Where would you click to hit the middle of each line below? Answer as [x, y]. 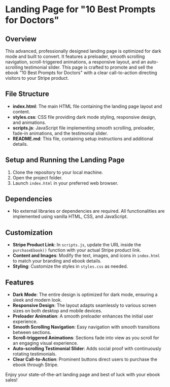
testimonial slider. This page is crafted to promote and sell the [89, 67]
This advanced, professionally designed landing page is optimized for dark [83, 51]
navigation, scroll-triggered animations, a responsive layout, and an [76, 62]
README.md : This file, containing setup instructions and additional [83, 139]
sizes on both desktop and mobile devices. [57, 311]
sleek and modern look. [37, 300]
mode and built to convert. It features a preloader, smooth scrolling [75, 56]
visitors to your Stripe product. [37, 78]
